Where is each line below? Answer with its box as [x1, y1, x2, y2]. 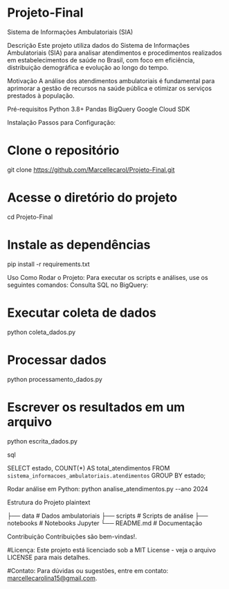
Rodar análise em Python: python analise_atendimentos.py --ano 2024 [7, 484, 209, 493]
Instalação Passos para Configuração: [7, 118, 116, 126]
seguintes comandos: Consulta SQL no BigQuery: [7, 281, 149, 289]
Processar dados [7, 352, 107, 368]
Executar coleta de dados [7, 305, 157, 320]
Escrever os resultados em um [7, 399, 185, 415]
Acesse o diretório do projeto [7, 190, 178, 206]
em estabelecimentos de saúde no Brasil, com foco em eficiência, [7, 55, 195, 64]
